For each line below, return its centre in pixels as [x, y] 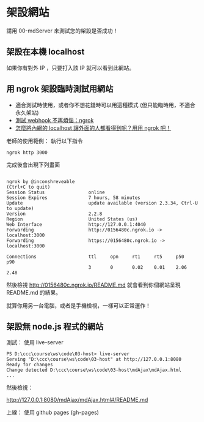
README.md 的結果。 [34, 292]
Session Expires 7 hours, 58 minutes [73, 198]
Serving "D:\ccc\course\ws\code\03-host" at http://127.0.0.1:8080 [94, 360]
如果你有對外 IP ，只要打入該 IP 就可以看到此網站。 [71, 67]
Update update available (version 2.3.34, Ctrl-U [102, 203]
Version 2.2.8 [54, 214]
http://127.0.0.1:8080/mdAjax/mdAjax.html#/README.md [77, 400]
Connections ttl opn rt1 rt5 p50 [95, 257]
